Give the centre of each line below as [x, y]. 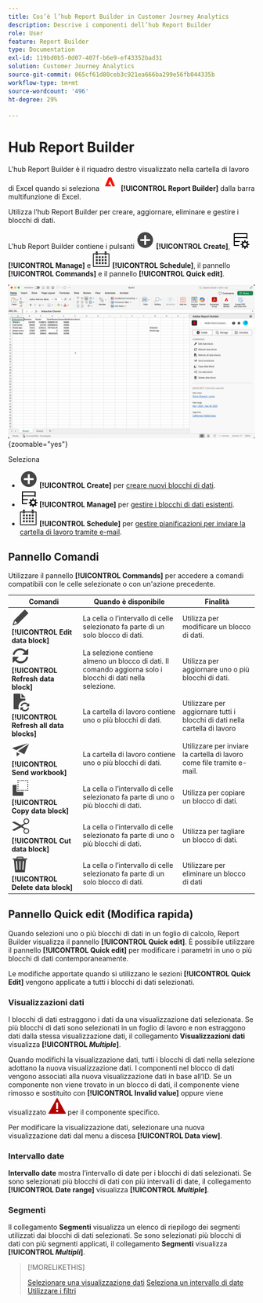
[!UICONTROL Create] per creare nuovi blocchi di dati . [127, 485]
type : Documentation [42, 50]
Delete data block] [42, 888]
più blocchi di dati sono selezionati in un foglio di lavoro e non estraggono [127, 1027]
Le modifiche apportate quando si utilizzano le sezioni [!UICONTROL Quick [130, 973]
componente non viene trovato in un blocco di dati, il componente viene [124, 1085]
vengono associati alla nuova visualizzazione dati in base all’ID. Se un [120, 1076]
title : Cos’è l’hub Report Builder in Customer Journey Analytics [119, 16]
